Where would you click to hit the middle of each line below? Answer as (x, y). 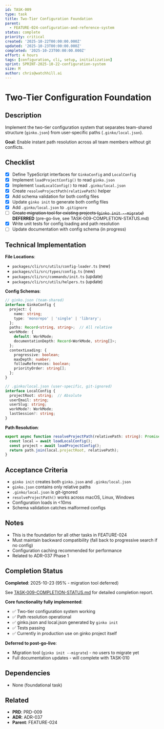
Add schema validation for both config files (55, 196)
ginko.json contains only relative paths (51, 487)
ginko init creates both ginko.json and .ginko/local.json (72, 482)
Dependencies (28, 673)
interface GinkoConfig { (30, 305)
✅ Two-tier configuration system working (54, 611)
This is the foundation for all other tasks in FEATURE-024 (69, 535)
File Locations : (20, 257)
